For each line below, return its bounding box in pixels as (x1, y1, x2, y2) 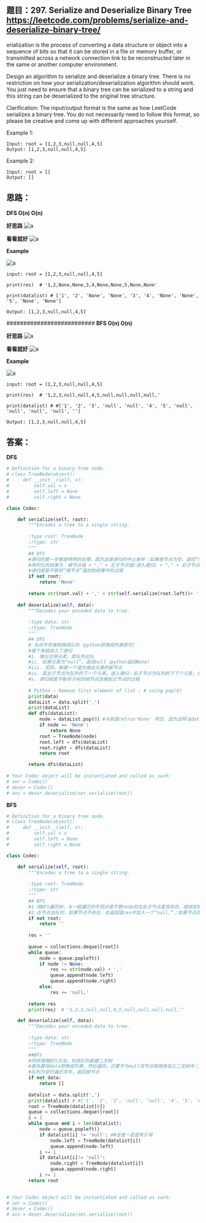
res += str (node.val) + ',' (50, 966, 122, 973)
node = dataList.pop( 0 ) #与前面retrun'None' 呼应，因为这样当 (39, 716, 191, 722)
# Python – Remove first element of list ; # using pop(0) (28, 687, 183, 694)
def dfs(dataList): (28, 711, 78, 717)
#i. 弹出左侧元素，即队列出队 (28, 653, 94, 660)
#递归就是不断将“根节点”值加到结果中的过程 (28, 568, 124, 574)
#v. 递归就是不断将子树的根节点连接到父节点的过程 (28, 676, 140, 682)
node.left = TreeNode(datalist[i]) (50, 1138, 141, 1144)
